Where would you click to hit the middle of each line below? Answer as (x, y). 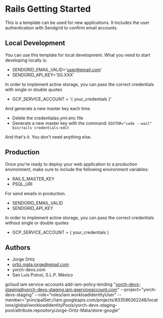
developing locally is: (26, 60)
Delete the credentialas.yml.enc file (48, 118)
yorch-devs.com (29, 270)
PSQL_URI (22, 184)
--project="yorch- (139, 290)
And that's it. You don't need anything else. (48, 137)
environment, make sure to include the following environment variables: (77, 169)
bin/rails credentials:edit (41, 128)
